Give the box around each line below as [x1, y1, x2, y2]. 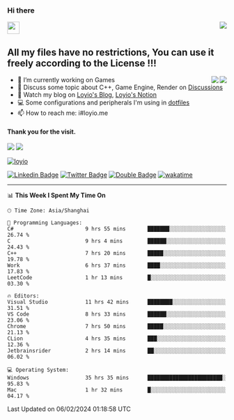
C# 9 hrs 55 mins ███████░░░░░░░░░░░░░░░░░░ [7, 226, 226, 233]
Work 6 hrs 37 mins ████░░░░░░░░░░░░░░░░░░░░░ [7, 262, 226, 270]
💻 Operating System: [7, 366, 70, 374]
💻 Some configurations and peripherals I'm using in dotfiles [17, 98, 190, 107]
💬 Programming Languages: [7, 219, 82, 226]
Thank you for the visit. [7, 127, 77, 136]
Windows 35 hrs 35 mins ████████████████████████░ [7, 375, 226, 382]
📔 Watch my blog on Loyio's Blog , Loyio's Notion [17, 91, 157, 99]
